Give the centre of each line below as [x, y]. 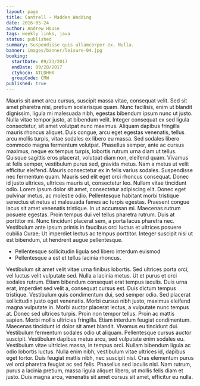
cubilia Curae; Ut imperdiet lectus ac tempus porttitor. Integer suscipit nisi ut [100, 234]
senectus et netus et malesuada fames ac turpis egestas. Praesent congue [98, 202]
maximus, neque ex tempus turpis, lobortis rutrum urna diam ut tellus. [91, 151]
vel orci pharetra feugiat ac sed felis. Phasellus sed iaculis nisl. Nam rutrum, [99, 364]
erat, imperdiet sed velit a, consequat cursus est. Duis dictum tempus [91, 288]
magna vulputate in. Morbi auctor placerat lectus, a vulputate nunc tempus [98, 307]
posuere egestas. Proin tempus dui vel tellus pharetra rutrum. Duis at [90, 214]
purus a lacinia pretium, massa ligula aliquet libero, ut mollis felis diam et [95, 371]
